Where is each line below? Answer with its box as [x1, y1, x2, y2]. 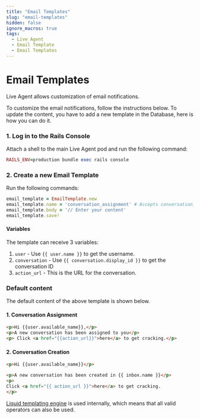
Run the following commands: [6, 185, 79, 192]
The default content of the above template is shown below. [6, 298, 151, 305]
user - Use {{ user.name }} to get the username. [14, 250, 135, 257]
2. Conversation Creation [6, 348, 70, 355]
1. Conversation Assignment [6, 311, 77, 318]
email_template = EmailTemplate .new [6, 196, 97, 202]
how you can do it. [6, 117, 52, 124]
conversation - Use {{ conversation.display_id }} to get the [14, 257, 166, 264]
